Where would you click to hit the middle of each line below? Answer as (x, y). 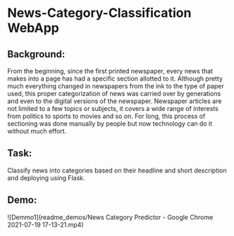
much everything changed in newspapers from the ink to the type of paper (116, 86)
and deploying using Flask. (46, 177)
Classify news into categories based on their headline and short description (117, 170)
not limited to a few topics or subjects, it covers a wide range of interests (113, 108)
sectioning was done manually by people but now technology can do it (110, 124)
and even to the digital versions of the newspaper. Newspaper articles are (115, 101)
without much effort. (37, 131)
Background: (36, 54)
